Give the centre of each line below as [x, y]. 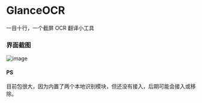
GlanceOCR [36, 11]
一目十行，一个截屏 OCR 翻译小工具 [50, 28]
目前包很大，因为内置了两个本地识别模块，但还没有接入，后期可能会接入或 [98, 86]
